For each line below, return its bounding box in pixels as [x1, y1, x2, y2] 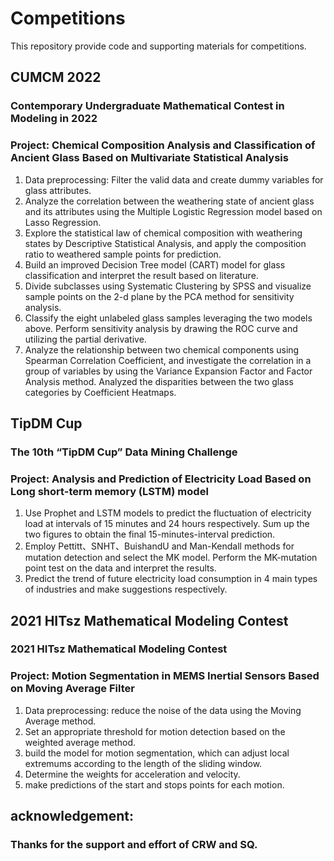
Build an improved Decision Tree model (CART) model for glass [24, 258, 286, 271]
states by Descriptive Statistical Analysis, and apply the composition [24, 237, 307, 249]
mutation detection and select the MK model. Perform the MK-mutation [24, 552, 318, 564]
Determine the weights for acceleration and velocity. [24, 768, 241, 780]
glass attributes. [24, 184, 92, 196]
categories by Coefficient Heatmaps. [24, 386, 177, 398]
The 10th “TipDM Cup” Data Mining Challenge [10, 445, 238, 459]
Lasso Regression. [24, 216, 102, 228]
